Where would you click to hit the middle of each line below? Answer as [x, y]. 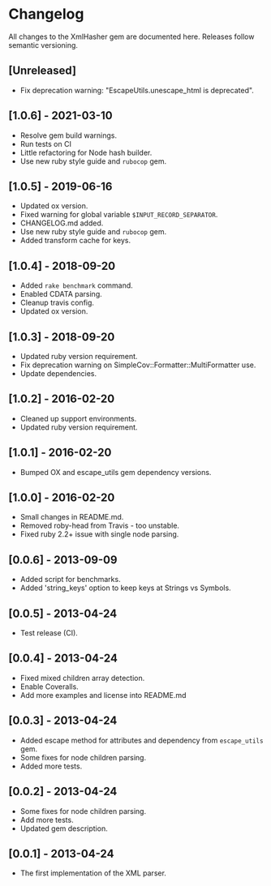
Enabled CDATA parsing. [61, 294]
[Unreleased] [43, 71]
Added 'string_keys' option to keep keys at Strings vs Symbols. [125, 588]
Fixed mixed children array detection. [82, 678]
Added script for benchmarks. [70, 580]
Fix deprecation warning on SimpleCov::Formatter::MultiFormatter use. [138, 365]
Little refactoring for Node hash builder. [86, 152]
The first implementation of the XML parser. [93, 873]
